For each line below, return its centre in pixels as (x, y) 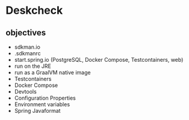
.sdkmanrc (27, 53)
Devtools (25, 91)
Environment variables (42, 104)
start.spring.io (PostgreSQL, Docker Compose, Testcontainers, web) (99, 60)
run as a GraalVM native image (52, 72)
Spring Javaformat (37, 111)
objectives (26, 33)
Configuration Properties (45, 98)
